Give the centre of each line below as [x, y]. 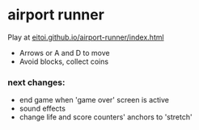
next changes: [36, 82]
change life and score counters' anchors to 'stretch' [106, 117]
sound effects [42, 109]
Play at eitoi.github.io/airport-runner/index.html [86, 37]
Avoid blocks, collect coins [64, 61]
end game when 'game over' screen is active [94, 100]
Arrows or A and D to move [64, 52]
